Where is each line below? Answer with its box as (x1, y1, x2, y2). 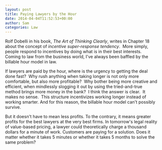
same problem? (5, 139, 36, 145)
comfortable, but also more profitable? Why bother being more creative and (5, 78, 158, 85)
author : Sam (5, 20, 29, 26)
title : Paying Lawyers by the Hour (5, 12, 77, 16)
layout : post (5, 7, 32, 12)
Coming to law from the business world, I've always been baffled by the (5, 54, 148, 60)
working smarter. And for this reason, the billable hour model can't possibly (5, 99, 156, 105)
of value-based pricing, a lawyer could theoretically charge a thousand (5, 124, 147, 130)
